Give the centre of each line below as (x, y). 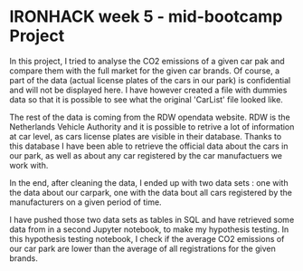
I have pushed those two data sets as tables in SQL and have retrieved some (152, 219)
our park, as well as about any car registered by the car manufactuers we (146, 155)
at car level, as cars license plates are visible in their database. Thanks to (146, 136)
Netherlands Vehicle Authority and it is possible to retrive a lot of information (152, 126)
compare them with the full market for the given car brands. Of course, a (145, 71)
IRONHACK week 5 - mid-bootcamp (146, 17)
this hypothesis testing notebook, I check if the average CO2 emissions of (147, 238)
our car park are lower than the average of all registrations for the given (142, 248)
